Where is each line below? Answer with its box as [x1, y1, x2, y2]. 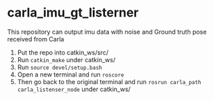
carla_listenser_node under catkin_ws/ [17, 85, 131, 93]
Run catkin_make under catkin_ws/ [17, 55, 116, 63]
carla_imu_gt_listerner [7, 5, 139, 21]
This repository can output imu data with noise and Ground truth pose [7, 28, 207, 36]
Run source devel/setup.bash [17, 63, 102, 71]
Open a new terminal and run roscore [17, 70, 124, 79]
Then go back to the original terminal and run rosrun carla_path [17, 77, 201, 86]
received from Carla [7, 34, 65, 43]
